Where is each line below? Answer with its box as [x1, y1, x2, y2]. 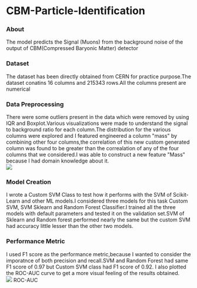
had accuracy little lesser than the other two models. [6, 223, 133, 230]
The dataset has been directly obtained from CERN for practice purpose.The [6, 72, 191, 80]
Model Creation [6, 178, 52, 186]
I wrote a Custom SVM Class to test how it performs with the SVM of [6, 191, 172, 198]
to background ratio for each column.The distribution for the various [6, 126, 171, 133]
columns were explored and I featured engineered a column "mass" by [6, 133, 178, 140]
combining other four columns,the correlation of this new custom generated [6, 138, 190, 145]
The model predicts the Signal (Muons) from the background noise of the [6, 38, 183, 45]
